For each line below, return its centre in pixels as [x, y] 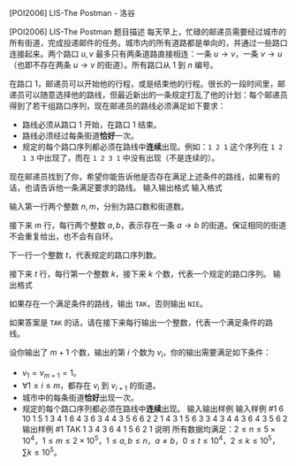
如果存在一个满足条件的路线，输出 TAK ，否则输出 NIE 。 [108, 304]
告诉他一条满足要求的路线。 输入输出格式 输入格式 [131, 187]
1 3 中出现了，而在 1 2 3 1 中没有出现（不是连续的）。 [121, 158]
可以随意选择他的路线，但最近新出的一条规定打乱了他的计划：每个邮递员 [156, 95]
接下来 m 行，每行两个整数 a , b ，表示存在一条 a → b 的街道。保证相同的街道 [148, 225]
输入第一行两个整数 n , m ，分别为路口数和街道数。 [99, 206]
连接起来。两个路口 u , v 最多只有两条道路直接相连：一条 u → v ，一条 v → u [146, 54]
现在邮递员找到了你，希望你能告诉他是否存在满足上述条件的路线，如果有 [140, 176]
